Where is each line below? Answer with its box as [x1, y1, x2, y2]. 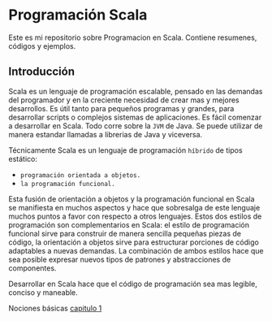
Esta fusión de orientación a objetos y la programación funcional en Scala [8, 193, 255, 204]
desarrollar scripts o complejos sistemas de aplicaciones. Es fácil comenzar [8, 112, 262, 122]
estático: [8, 154, 38, 163]
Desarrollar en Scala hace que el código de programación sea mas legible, [8, 279, 257, 288]
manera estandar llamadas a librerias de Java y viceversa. [8, 129, 203, 139]
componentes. [8, 262, 57, 273]
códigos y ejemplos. [8, 41, 76, 50]
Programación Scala [8, 6, 148, 24]
